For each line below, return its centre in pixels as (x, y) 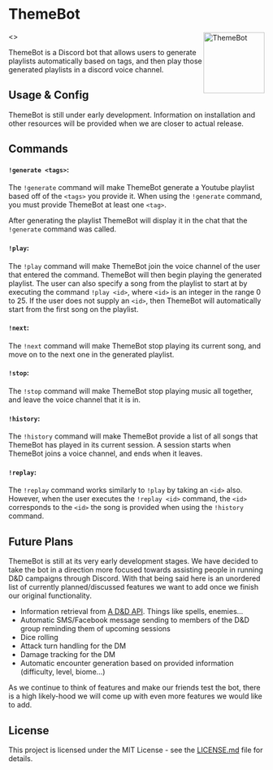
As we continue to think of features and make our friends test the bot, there (134, 688)
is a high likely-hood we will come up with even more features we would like (135, 696)
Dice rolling (39, 638)
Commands (39, 149)
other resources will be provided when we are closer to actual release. (126, 123)
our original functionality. (50, 596)
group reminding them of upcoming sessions (95, 629)
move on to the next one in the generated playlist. (91, 354)
